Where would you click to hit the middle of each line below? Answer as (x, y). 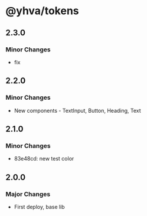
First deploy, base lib (40, 207)
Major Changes (28, 194)
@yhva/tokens (42, 11)
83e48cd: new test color (44, 159)
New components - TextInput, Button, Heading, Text (77, 110)
